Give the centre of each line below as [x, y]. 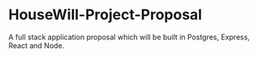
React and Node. [37, 45]
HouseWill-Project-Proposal [105, 15]
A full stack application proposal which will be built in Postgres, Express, [129, 37]
